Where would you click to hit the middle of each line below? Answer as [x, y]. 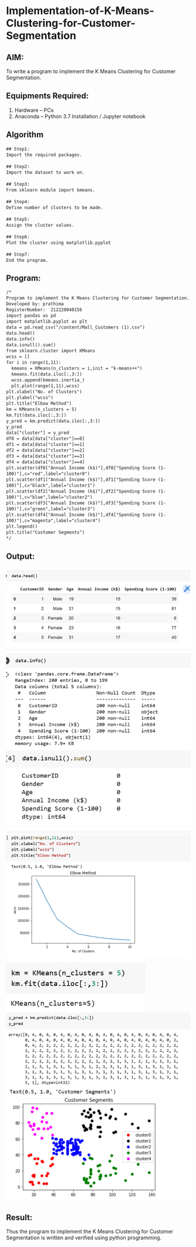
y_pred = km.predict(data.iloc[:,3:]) [53, 421]
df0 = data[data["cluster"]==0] [45, 439]
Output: [20, 556]
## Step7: [18, 254]
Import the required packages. [44, 155]
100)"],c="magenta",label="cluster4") [53, 521]
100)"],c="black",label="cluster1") [51, 486]
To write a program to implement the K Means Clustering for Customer [91, 71]
